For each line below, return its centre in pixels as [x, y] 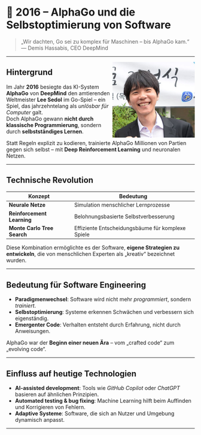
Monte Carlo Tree [31, 228]
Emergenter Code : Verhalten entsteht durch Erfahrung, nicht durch [98, 325]
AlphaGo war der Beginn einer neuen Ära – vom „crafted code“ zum [90, 343]
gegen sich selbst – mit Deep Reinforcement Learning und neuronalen [93, 149]
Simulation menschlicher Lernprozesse [122, 205]
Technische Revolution [50, 180]
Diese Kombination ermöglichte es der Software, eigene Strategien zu [93, 247]
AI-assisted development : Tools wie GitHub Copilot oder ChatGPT [98, 388]
